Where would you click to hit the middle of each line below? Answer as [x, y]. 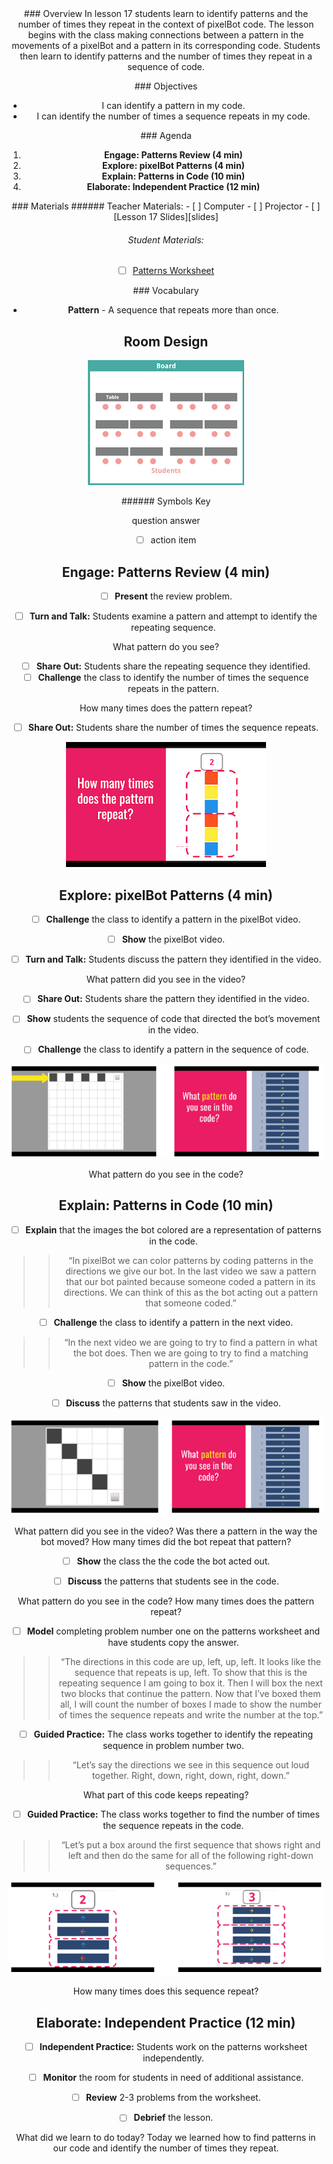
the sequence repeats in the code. [173, 1826]
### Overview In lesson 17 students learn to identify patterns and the [166, 13]
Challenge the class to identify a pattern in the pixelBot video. [173, 919]
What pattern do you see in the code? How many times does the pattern [166, 1601]
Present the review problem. [173, 596]
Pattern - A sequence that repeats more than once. [173, 310]
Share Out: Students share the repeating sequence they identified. [173, 666]
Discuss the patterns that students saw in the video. [173, 1403]
